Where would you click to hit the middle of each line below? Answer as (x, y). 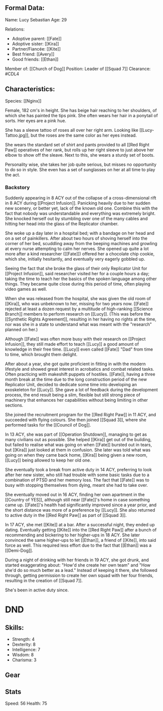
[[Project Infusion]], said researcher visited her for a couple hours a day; (77, 273)
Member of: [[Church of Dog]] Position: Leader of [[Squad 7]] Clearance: (78, 69)
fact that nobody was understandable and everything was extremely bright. (81, 213)
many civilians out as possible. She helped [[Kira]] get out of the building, (78, 439)
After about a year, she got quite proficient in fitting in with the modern (75, 364)
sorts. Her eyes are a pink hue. (36, 121)
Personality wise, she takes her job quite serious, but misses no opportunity (81, 164)
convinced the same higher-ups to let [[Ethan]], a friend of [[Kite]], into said (81, 540)
